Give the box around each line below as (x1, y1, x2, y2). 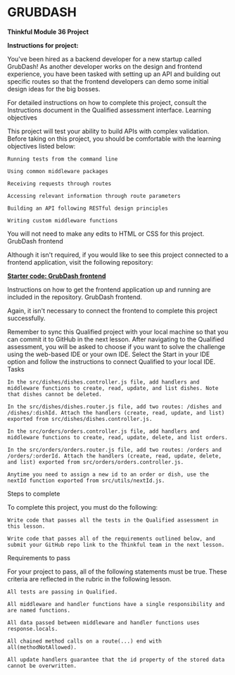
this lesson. (7, 522, 46, 530)
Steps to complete (7, 489, 61, 498)
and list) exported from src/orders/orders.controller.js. (7, 458, 184, 465)
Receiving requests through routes (7, 180, 112, 187)
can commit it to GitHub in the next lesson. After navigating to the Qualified (7, 335, 224, 343)
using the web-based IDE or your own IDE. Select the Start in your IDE (7, 350, 210, 358)
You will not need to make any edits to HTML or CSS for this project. (7, 229, 205, 238)
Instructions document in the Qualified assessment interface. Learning (7, 106, 211, 114)
